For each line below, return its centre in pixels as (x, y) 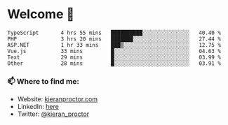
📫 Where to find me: (43, 81)
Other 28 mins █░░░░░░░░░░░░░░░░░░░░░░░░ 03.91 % (114, 63)
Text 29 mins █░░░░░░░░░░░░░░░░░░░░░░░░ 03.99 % (114, 57)
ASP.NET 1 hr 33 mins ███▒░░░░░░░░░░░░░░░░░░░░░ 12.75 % (114, 45)
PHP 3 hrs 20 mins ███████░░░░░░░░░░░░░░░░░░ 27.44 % (114, 39)
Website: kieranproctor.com (58, 99)
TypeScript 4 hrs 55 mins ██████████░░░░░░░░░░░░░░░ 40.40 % (114, 33)
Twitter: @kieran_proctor (53, 114)
